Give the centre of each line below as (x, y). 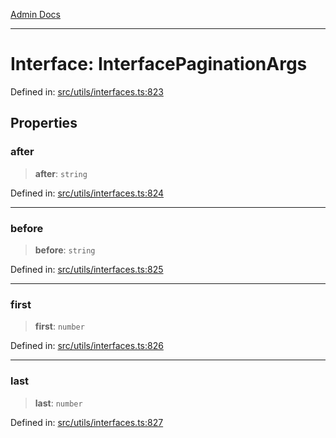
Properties (44, 123)
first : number (59, 326)
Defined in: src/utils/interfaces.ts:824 (87, 193)
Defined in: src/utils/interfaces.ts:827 (87, 422)
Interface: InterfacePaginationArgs (159, 64)
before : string (65, 250)
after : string (61, 173)
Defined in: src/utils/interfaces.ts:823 (87, 91)
